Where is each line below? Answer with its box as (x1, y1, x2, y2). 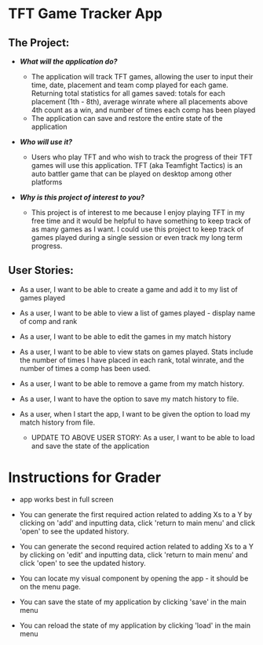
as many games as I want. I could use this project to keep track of (31, 224, 244, 234)
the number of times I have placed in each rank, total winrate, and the (19, 355, 245, 365)
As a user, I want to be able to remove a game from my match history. (19, 378, 245, 388)
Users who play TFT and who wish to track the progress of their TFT (31, 152, 254, 162)
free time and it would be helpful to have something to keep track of (31, 217, 251, 225)
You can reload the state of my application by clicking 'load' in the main (19, 621, 251, 630)
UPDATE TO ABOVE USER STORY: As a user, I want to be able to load (31, 432, 255, 442)
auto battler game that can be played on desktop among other (31, 169, 232, 178)
